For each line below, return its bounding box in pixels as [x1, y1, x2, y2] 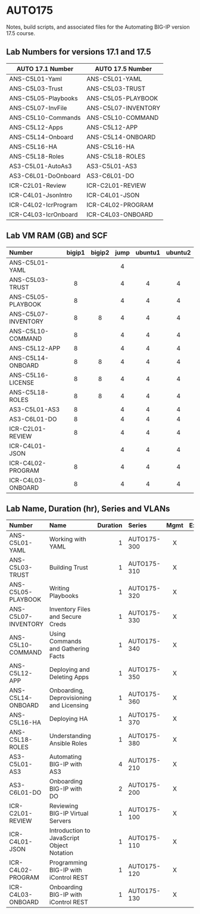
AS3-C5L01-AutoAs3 [9, 162, 73, 170]
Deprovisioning [49, 694, 92, 702]
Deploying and [49, 665, 90, 674]
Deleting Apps [49, 673, 89, 681]
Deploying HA [49, 715, 88, 723]
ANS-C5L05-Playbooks [9, 94, 79, 102]
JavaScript [49, 834, 80, 842]
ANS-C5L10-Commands [9, 113, 81, 122]
